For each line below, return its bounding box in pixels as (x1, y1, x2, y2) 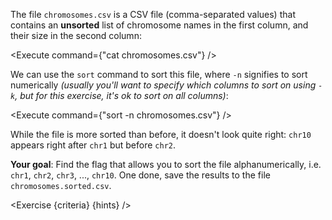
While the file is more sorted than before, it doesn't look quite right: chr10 (10, 129, 312, 140)
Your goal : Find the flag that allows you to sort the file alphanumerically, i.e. (10, 159, 322, 170)
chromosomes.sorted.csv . (10, 180, 112, 191)
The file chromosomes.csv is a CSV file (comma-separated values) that (10, 9, 296, 20)
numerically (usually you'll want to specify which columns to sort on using (10, 79, 317, 91)
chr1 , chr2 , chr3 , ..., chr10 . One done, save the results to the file (10, 169, 271, 181)
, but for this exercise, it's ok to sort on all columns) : (14, 90, 229, 101)
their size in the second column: (10, 30, 142, 41)
